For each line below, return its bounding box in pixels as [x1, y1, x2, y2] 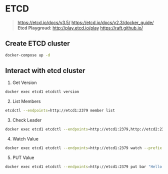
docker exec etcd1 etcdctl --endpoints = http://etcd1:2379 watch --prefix [5, 145, 162, 150]
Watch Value [12, 136, 39, 142]
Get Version [12, 79, 37, 85]
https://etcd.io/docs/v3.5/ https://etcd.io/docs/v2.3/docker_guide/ [17, 19, 154, 25]
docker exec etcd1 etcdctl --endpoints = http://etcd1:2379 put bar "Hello [5, 164, 162, 169]
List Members [12, 98, 41, 104]
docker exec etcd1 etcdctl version [5, 89, 79, 94]
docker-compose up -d [5, 52, 50, 57]
